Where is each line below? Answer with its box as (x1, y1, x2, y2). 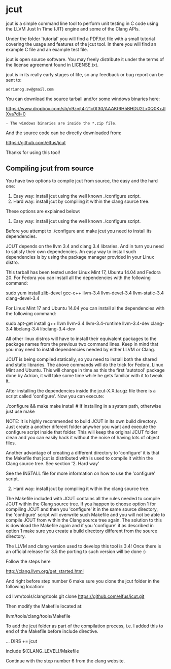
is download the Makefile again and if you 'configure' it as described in (6, 522, 154, 528)
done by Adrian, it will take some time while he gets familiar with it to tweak (6, 372, 163, 378)
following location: (6, 583, 45, 589)
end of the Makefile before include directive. (6, 628, 98, 634)
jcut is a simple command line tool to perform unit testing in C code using (6, 20, 159, 26)
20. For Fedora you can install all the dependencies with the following (6, 275, 151, 281)
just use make (6, 408, 35, 414)
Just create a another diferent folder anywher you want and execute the (6, 423, 156, 430)
